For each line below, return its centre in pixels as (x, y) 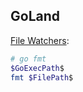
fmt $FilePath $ (42, 77)
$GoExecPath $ (37, 68)
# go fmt (28, 59)
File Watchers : (40, 40)
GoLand (35, 16)
